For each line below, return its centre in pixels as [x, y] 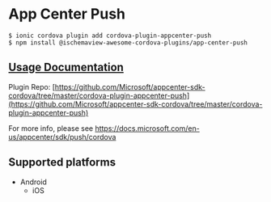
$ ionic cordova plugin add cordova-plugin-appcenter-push [110, 36]
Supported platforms [62, 162]
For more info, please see [51, 128]
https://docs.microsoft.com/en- [147, 128]
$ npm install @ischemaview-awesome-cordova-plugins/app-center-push [128, 42]
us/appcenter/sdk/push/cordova [62, 137]
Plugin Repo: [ [32, 86]
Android [33, 182]
